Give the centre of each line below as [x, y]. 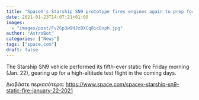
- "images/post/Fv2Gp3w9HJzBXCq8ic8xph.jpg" [67, 28]
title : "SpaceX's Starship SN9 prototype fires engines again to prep [95, 11]
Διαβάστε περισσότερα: [35, 84]
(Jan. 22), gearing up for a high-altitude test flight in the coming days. [91, 73]
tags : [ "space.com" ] [32, 45]
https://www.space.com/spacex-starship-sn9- [122, 84]
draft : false [22, 50]
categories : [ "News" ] [33, 39]
